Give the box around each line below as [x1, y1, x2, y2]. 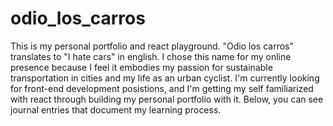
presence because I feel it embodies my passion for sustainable [10, 61, 273, 73]
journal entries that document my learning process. [10, 103, 222, 116]
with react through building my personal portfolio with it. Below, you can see [10, 93, 324, 105]
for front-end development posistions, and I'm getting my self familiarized [10, 82, 314, 94]
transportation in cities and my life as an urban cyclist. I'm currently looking [10, 72, 320, 84]
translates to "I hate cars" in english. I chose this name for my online [10, 50, 292, 62]
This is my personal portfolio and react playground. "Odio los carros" [10, 40, 294, 52]
